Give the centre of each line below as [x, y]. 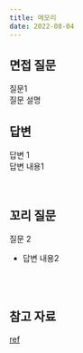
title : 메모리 [33, 18]
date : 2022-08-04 [42, 26]
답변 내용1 [27, 167]
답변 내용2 [41, 258]
